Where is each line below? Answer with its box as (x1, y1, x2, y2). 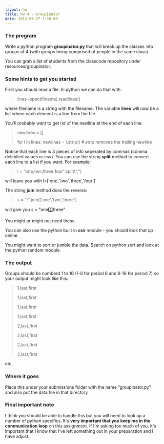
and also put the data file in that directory (5, 389, 88, 395)
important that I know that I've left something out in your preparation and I (5, 428, 154, 434)
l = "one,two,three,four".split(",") (17, 168, 82, 174)
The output (5, 259, 32, 266)
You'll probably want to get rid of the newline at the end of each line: (5, 120, 143, 126)
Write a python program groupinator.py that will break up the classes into (5, 43, 154, 49)
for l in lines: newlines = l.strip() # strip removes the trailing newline (17, 139, 152, 145)
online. (5, 233, 19, 238)
